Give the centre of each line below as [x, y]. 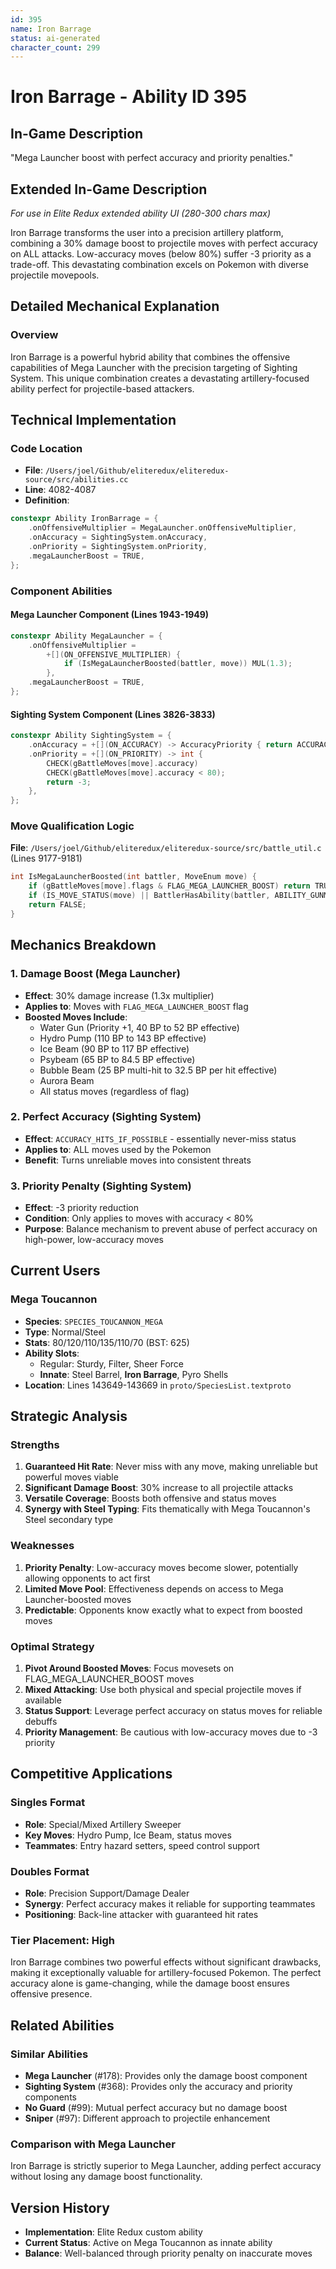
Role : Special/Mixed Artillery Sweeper [103, 1824]
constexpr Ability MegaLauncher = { [86, 636]
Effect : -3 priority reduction [82, 1208]
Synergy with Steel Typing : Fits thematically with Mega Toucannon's [167, 1509]
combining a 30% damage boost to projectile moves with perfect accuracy [164, 243]
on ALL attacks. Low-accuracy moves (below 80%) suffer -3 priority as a [161, 254]
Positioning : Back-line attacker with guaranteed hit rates [141, 1915]
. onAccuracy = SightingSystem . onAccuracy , [118, 537]
